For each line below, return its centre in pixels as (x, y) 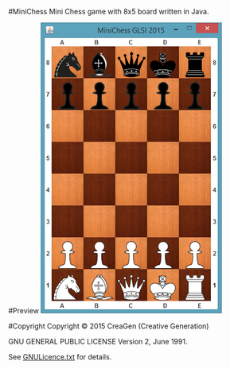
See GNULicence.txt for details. (60, 357)
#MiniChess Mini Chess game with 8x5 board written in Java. (109, 12)
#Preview (24, 311)
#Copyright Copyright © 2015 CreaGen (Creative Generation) (109, 326)
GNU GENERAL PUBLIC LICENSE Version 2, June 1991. (98, 342)
